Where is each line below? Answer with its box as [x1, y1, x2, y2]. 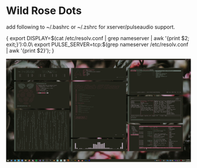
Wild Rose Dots [6, 4, 82, 17]
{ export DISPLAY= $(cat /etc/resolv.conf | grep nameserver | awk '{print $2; [6, 34, 189, 41]
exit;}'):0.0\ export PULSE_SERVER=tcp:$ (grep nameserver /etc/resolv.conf [6, 41, 189, 48]
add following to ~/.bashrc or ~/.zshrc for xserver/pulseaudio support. [6, 23, 175, 30]
